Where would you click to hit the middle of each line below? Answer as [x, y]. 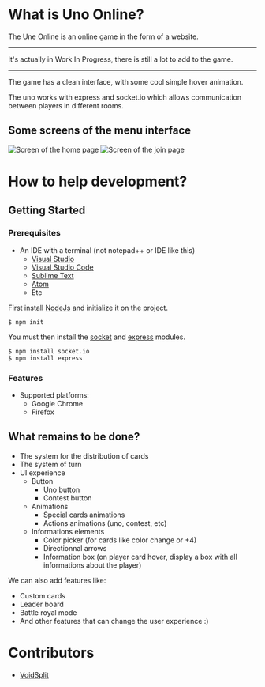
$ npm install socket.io [49, 351]
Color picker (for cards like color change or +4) [120, 540]
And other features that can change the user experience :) [114, 621]
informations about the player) [92, 565]
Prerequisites [34, 233]
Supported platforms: [54, 395]
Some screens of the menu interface [100, 131]
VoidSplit [34, 674]
